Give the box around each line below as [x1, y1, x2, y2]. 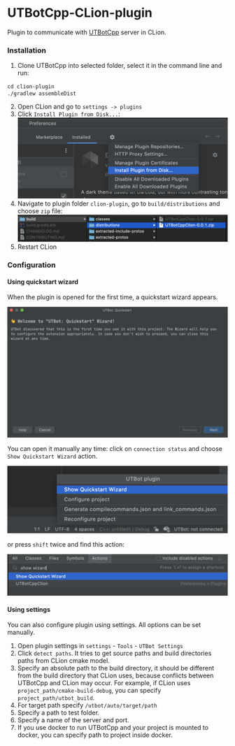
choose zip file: [17, 207, 63, 215]
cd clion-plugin [7, 83, 55, 90]
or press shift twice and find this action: [7, 540, 124, 548]
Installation [7, 45, 47, 55]
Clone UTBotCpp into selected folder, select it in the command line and [17, 62, 222, 70]
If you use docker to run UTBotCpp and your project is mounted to [17, 724, 208, 732]
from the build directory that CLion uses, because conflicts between [17, 671, 214, 680]
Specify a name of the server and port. [17, 716, 129, 724]
